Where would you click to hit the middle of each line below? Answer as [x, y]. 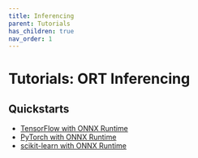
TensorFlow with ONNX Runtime [74, 129]
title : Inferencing [41, 16]
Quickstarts [39, 109]
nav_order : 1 [30, 39]
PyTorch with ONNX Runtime [68, 137]
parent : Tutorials [39, 24]
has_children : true [41, 31]
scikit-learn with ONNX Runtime [73, 146]
